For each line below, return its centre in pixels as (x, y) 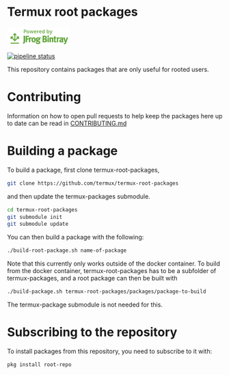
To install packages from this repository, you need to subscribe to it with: (110, 351)
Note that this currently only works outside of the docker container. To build (113, 263)
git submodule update (38, 224)
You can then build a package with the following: (76, 237)
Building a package (63, 151)
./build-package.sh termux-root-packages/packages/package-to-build (107, 292)
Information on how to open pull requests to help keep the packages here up (115, 116)
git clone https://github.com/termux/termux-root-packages (93, 183)
